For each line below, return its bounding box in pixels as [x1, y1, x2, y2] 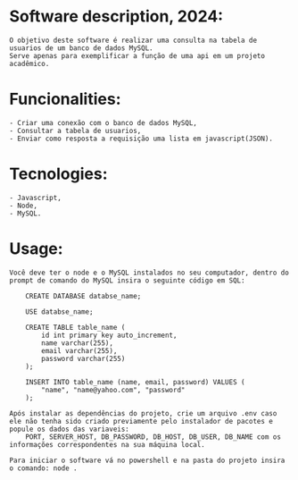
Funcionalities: [9, 89, 122, 109]
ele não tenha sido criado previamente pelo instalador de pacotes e [9, 417, 274, 425]
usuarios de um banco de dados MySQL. [9, 43, 153, 53]
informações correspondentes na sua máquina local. [9, 440, 205, 449]
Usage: [9, 239, 64, 258]
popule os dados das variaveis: [9, 425, 129, 434]
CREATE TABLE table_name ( [25, 323, 126, 332]
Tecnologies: [9, 164, 109, 184]
